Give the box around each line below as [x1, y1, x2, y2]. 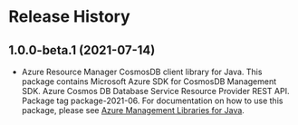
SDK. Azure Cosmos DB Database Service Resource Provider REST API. [21, 86, 290, 96]
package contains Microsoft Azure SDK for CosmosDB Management [21, 76, 277, 87]
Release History [8, 6, 130, 27]
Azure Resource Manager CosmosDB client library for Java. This [21, 66, 263, 77]
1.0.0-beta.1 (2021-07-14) [8, 43, 156, 58]
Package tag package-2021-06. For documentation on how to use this [21, 95, 284, 106]
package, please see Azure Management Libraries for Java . [21, 105, 245, 115]
